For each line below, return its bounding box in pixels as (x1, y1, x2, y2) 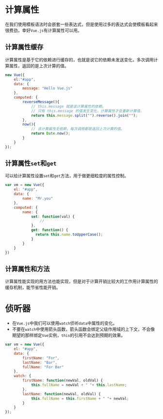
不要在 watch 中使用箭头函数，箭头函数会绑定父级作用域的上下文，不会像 (12, 326, 155, 332)
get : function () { (31, 228, 68, 233)
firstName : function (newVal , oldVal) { (22, 378, 103, 383)
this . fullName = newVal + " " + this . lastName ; (31, 383, 127, 388)
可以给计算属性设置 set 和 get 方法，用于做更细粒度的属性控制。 (5, 173, 129, 179)
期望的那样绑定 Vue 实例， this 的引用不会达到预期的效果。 (12, 332, 125, 338)
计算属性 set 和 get (5, 159, 57, 168)
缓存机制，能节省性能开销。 (5, 284, 61, 291)
